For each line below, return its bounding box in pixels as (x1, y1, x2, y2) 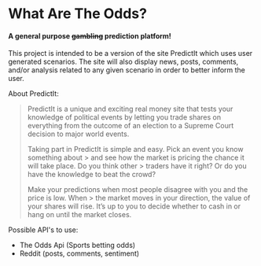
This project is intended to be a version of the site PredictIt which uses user (8, 49, 253, 58)
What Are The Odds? (8, 5, 148, 23)
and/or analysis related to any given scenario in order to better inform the (8, 65, 246, 75)
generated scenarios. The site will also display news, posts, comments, (8, 57, 239, 67)
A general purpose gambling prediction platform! (8, 31, 171, 40)
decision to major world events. (27, 129, 130, 139)
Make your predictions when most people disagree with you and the (27, 185, 248, 194)
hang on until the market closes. (27, 210, 132, 220)
